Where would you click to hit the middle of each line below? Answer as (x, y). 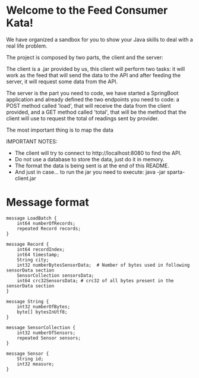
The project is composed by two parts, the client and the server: (85, 57)
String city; (33, 260)
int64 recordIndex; (41, 249)
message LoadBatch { (32, 218)
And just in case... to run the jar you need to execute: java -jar (90, 172)
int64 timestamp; (38, 254)
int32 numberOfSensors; (46, 333)
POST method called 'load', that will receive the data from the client (89, 105)
